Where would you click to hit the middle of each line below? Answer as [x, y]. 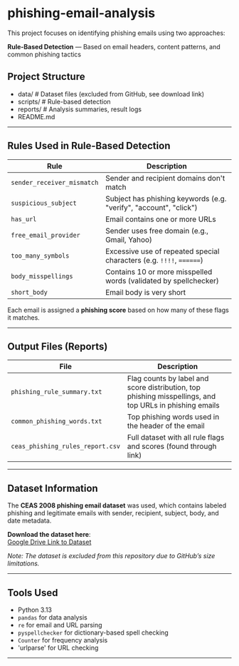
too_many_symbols [40, 256]
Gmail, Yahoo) [129, 239]
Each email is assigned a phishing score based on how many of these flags [118, 310]
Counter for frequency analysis [63, 640]
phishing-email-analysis [81, 13]
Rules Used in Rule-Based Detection [89, 146]
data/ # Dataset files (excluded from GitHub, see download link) [111, 94]
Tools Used [33, 593]
